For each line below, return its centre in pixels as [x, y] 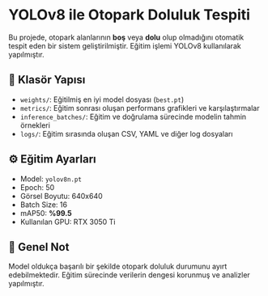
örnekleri [35, 125]
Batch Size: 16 [43, 205]
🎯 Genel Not [39, 247]
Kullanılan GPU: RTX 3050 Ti [68, 222]
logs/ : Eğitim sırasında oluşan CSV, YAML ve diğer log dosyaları [126, 133]
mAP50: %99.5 [46, 213]
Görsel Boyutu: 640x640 [61, 196]
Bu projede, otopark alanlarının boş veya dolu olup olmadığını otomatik [126, 37]
